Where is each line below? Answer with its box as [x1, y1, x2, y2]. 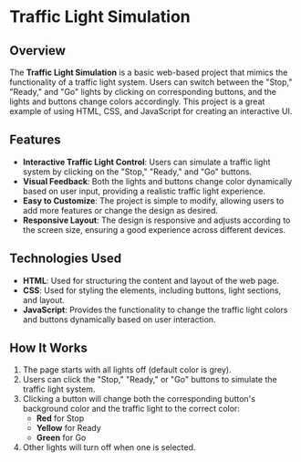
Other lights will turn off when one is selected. [22, 442, 196, 453]
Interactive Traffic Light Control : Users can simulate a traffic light [22, 156, 271, 167]
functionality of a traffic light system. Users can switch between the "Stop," [9, 77, 293, 88]
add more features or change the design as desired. [22, 205, 219, 215]
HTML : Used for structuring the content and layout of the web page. [22, 275, 280, 286]
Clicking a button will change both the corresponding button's [22, 394, 255, 404]
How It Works [9, 341, 88, 356]
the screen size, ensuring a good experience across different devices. [22, 224, 285, 235]
